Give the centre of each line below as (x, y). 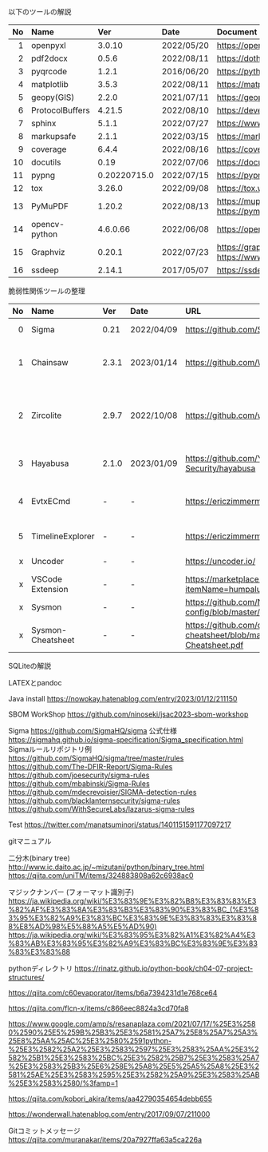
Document (237, 32)
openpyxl (49, 45)
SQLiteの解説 (30, 666)
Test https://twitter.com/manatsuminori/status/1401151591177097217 (120, 824)
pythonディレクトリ (41, 968)
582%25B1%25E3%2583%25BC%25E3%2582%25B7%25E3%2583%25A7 (134, 1058)
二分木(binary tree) (39, 858)
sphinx (44, 123)
